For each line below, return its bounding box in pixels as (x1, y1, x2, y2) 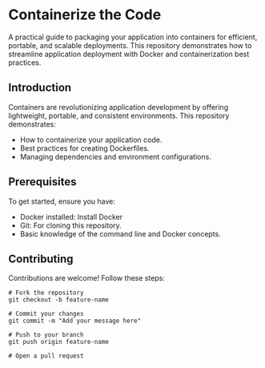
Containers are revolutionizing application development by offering (8, 102, 229, 111)
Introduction (8, 81, 72, 95)
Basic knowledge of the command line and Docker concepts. (19, 228, 222, 238)
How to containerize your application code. (19, 135, 163, 144)
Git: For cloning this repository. (19, 220, 122, 230)
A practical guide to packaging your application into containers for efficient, (8, 32, 258, 42)
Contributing (8, 252, 74, 265)
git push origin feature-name (8, 338, 110, 346)
